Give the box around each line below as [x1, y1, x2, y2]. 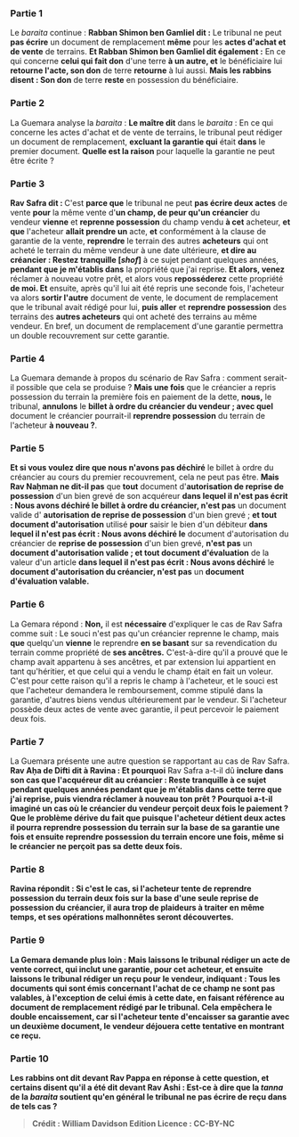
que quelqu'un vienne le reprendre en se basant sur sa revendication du [10, 637, 278, 648]
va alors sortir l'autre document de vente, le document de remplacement [10, 292, 279, 303]
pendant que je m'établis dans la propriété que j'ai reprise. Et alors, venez [10, 264, 286, 274]
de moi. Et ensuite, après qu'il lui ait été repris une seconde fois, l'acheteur [10, 282, 285, 293]
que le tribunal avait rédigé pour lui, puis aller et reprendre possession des [10, 301, 287, 312]
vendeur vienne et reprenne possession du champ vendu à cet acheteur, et [10, 217, 291, 227]
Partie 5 [10, 442, 45, 454]
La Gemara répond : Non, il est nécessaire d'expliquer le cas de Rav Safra [10, 618, 283, 629]
